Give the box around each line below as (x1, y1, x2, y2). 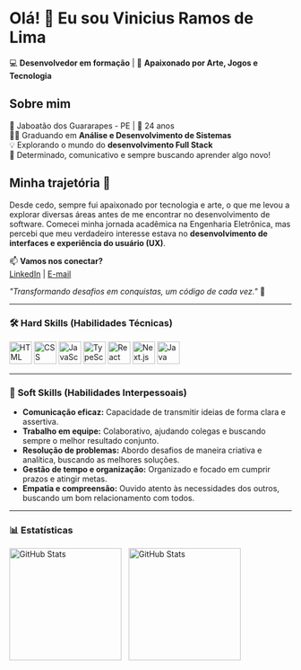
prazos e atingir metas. (21, 473, 107, 484)
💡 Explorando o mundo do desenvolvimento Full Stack (9, 139, 213, 150)
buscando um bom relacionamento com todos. (21, 493, 195, 504)
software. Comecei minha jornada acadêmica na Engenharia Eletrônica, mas (9, 218, 291, 229)
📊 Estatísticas (9, 525, 73, 537)
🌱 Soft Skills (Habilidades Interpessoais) (9, 386, 188, 399)
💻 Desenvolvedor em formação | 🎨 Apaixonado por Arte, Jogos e (9, 57, 258, 68)
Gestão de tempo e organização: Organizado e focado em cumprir (21, 464, 271, 475)
